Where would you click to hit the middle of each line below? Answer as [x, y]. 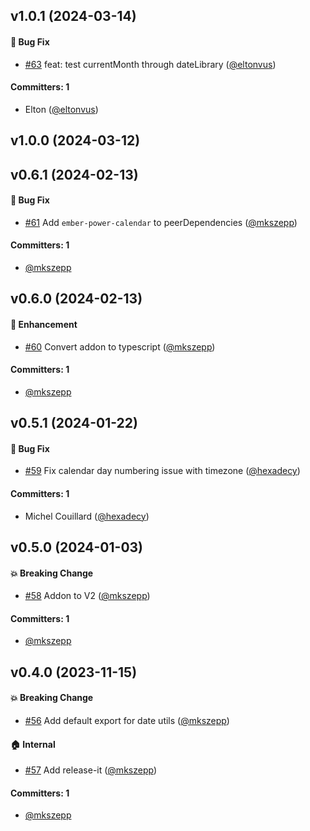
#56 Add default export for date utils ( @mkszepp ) [127, 720]
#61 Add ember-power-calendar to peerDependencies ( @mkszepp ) [161, 222]
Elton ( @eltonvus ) [61, 109]
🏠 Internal [33, 744]
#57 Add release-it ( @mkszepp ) [90, 770]
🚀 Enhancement [44, 324]
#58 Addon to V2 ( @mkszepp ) [87, 596]
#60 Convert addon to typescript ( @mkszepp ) [120, 346]
